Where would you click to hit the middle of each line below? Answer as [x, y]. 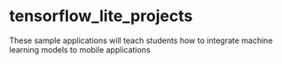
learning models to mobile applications [80, 49]
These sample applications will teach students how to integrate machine [141, 40]
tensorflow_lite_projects [101, 16]
